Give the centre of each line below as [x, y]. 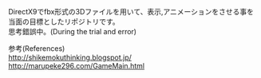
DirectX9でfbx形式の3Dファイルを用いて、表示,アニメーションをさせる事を [131, 12]
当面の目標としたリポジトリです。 [64, 21]
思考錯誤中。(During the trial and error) [73, 31]
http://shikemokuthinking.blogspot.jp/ [70, 57]
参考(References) [37, 49]
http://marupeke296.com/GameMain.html [77, 66]
